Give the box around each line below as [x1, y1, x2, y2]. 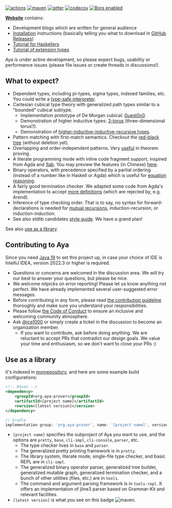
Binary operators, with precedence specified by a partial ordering [12, 167, 151, 173]
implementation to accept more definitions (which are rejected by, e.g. [12, 188, 161, 194]
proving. [12, 150, 31, 157]
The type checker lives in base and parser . [20, 442, 110, 448]
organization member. [12, 324, 59, 330]
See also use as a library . [5, 226, 58, 232]
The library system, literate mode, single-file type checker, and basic [20, 453, 166, 459]
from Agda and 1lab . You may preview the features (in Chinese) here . [12, 161, 158, 167]
